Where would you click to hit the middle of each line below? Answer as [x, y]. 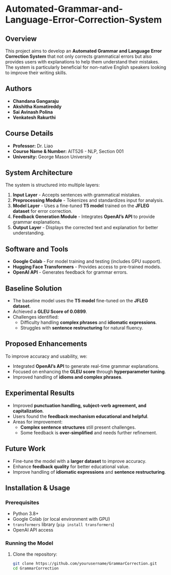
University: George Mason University [52, 157]
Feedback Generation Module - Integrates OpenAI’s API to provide [84, 217]
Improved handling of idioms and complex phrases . [67, 377]
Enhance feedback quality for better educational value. [71, 467]
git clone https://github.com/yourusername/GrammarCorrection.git [85, 564]
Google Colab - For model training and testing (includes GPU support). [87, 261]
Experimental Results [40, 393]
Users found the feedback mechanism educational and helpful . [81, 416]
